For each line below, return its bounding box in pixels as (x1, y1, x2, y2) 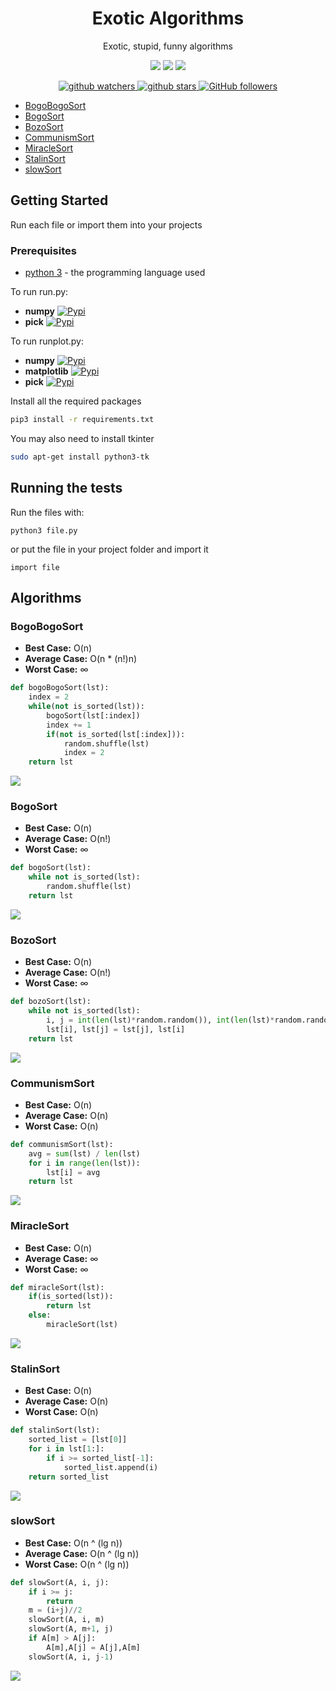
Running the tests (10, 480, 123, 497)
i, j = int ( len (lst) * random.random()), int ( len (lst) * (46, 1015, 275, 1026)
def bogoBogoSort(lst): (10, 683, 110, 693)
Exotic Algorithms (91, 7, 245, 30)
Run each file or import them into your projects (10, 218, 203, 231)
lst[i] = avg (46, 1167, 101, 1177)
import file (10, 562, 60, 572)
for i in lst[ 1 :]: (28, 1444, 105, 1454)
